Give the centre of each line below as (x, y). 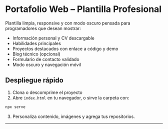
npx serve (15, 107)
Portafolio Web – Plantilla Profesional (83, 9)
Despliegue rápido (34, 80)
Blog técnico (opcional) (36, 54)
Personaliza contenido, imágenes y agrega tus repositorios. (73, 116)
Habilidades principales (36, 43)
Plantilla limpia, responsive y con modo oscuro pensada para (68, 23)
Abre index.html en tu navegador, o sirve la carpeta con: (71, 97)
